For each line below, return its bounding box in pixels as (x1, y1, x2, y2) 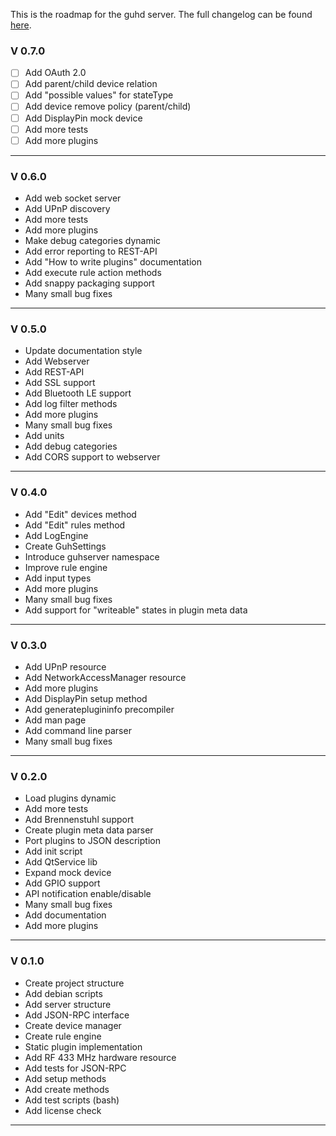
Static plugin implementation (24, 1040, 143, 1053)
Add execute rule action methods (24, 267, 162, 279)
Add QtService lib (24, 856, 98, 868)
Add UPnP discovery (24, 203, 111, 215)
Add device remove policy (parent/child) (24, 100, 192, 113)
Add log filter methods (24, 398, 118, 410)
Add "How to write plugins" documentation (24, 256, 202, 268)
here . (10, 19, 32, 31)
